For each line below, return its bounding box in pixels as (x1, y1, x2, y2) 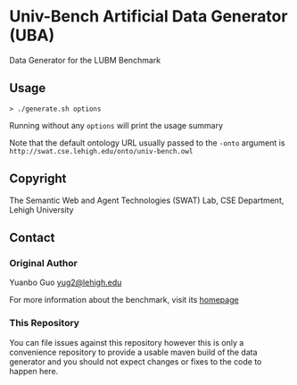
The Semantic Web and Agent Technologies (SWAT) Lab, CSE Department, (9, 195, 285, 205)
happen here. (9, 365, 59, 376)
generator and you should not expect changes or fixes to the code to (9, 356, 262, 367)
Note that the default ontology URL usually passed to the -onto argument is (9, 137, 285, 148)
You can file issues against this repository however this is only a (9, 337, 244, 347)
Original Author (9, 256, 78, 269)
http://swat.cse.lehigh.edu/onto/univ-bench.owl (9, 146, 194, 155)
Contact (9, 230, 55, 245)
